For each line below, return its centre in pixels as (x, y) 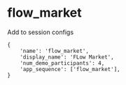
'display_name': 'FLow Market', (67, 57)
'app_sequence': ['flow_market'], (70, 69)
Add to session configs (41, 32)
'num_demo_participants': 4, (62, 63)
